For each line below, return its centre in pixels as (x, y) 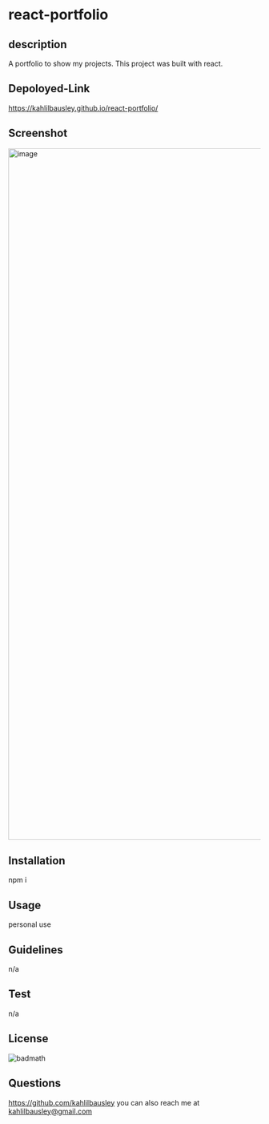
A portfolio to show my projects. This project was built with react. (116, 63)
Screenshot (38, 133)
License (28, 1039)
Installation (37, 861)
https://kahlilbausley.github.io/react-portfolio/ (83, 108)
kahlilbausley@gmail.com (50, 1111)
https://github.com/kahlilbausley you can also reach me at (104, 1102)
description (38, 44)
